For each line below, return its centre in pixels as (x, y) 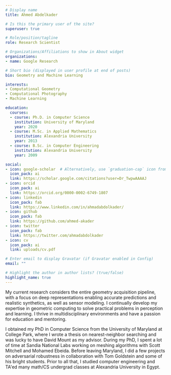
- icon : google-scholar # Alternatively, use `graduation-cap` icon (81, 169)
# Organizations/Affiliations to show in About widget (65, 52)
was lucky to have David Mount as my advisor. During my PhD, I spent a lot (84, 340)
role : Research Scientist (33, 43)
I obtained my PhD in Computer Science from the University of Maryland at (84, 329)
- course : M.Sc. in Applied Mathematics (53, 131)
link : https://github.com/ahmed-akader (52, 221)
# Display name (21, 10)
